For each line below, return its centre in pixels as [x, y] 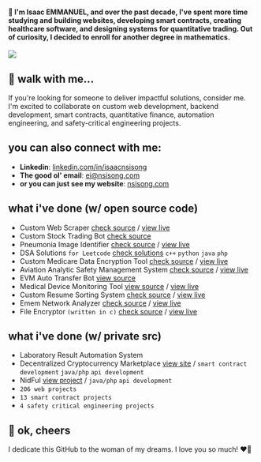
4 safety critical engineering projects [87, 406]
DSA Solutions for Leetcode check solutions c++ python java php [124, 253]
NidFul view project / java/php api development [95, 381]
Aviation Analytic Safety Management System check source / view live [134, 269]
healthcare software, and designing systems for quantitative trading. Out [130, 28]
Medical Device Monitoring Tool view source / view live [109, 286]
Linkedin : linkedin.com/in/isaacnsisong [83, 167]
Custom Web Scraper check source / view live [95, 227]
